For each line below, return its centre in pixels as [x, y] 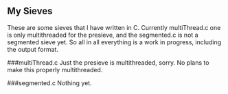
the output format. [33, 49]
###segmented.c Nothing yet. [49, 83]
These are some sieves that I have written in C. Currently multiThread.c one [114, 27]
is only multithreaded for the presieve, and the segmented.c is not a [103, 35]
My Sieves [30, 11]
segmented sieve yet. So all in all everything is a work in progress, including [114, 42]
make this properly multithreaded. [55, 69]
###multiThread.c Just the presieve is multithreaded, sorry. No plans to [108, 62]
